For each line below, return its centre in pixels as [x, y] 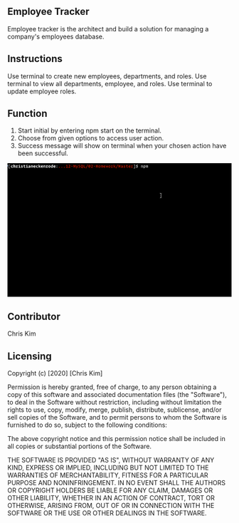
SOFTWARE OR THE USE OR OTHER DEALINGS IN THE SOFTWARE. [107, 513]
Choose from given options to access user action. [91, 138]
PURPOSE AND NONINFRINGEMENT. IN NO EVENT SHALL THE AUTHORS [117, 483]
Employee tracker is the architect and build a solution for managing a [108, 29]
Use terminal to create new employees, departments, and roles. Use [107, 76]
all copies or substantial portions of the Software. [79, 446]
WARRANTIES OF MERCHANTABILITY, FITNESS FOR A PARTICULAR [108, 475]
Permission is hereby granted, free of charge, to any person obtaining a [112, 387]
